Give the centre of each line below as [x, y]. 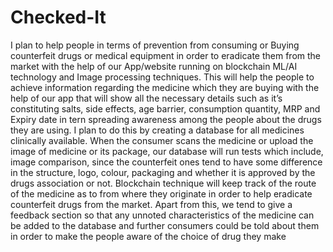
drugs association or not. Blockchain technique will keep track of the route [163, 183]
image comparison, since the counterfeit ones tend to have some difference [166, 162]
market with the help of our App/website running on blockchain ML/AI [154, 66]
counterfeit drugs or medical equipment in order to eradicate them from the [166, 55]
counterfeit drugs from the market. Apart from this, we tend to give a [151, 204]
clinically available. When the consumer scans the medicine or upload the [162, 140]
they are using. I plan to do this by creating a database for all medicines [157, 130]
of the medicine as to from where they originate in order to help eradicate [161, 193]
